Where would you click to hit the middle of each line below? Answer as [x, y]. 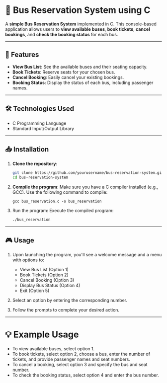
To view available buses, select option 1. [53, 348]
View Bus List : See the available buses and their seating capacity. [80, 67]
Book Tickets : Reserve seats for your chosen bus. [64, 72]
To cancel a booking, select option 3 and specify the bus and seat [80, 364]
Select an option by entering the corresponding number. [70, 300]
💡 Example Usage [42, 335]
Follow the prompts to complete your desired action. [66, 309]
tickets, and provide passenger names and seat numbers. [71, 359]
